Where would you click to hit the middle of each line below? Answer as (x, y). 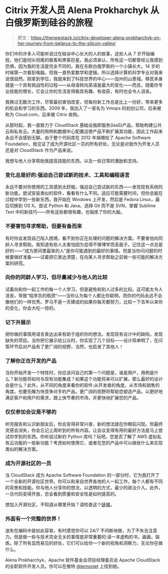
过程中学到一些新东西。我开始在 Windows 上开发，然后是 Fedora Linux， (80, 200)
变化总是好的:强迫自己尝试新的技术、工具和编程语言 (67, 175)
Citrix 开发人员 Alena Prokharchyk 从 (82, 10)
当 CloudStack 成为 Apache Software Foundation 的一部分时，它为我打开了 (82, 475)
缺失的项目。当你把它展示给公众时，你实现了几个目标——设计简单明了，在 (82, 340)
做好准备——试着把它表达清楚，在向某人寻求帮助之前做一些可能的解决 (86, 257)
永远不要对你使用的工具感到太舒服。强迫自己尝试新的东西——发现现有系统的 (84, 187)
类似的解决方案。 (23, 449)
